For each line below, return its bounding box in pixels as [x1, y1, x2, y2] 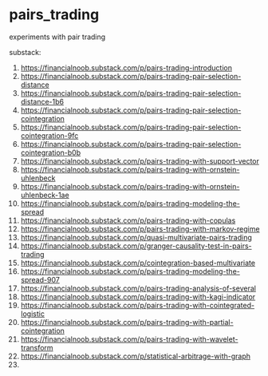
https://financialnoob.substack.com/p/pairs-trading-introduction [20, 62, 232, 73]
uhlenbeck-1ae [20, 190, 70, 200]
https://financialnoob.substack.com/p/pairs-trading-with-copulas [20, 216, 236, 225]
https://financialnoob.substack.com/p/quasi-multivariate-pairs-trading [20, 232, 252, 242]
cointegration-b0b [20, 148, 81, 157]
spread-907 [20, 275, 61, 284]
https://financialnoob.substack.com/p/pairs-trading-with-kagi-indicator [20, 291, 256, 301]
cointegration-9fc [20, 130, 79, 141]
